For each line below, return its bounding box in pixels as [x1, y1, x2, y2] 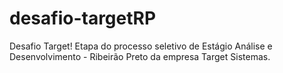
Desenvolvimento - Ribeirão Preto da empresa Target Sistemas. [9, 50, 271, 62]
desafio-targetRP [9, 7, 157, 30]
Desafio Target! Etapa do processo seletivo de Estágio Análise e [9, 40, 273, 52]
